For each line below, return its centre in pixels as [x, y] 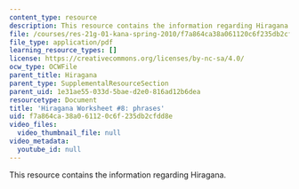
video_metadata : [39, 141]
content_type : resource [53, 17]
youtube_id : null [49, 149]
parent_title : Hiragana [53, 75]
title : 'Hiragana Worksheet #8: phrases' [87, 108]
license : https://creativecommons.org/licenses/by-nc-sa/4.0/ [127, 59]
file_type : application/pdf [61, 42]
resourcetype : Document [53, 100]
